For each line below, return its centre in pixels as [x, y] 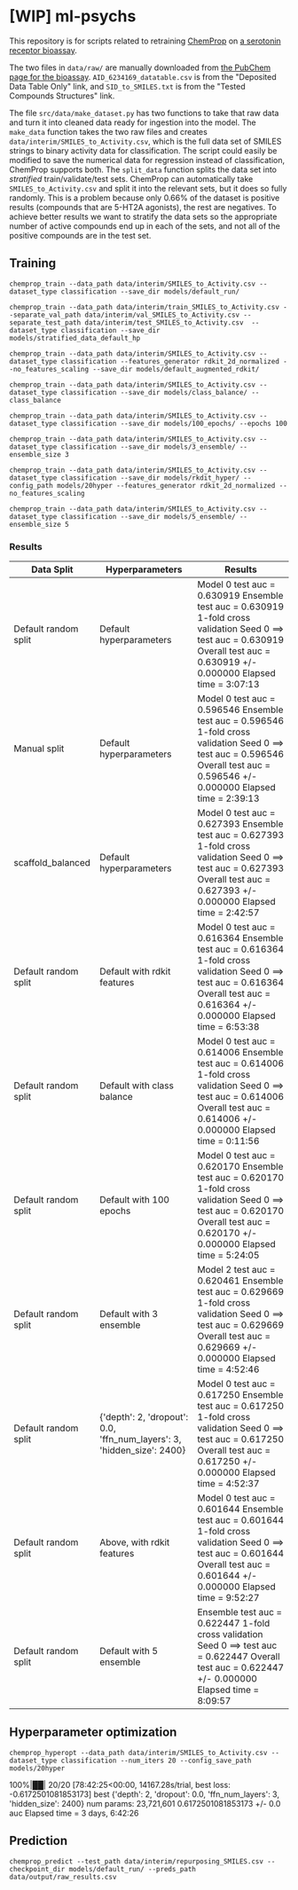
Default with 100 [134, 1200]
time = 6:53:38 [228, 1027]
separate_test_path [45, 322]
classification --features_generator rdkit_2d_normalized [170, 361]
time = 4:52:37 [228, 1484]
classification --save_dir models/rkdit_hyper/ [150, 478]
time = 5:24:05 [228, 1255]
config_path [31, 485]
